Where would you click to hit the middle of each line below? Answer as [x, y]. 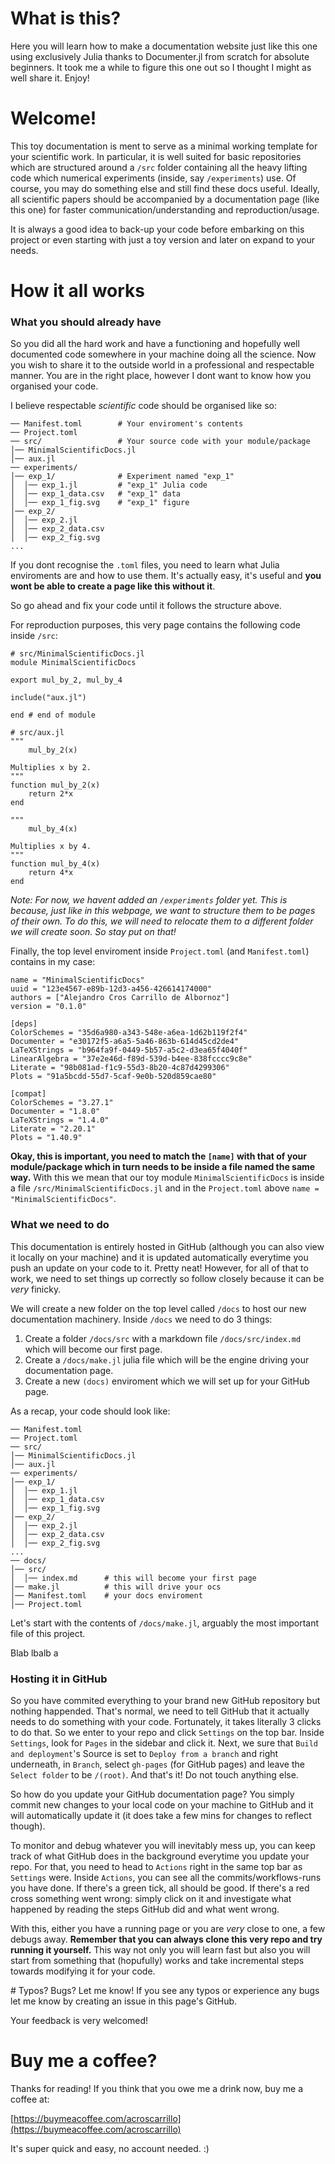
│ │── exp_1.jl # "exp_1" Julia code [109, 485]
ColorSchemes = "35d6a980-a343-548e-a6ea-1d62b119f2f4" [129, 1033]
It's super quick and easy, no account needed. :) [110, 2148]
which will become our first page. [93, 1349]
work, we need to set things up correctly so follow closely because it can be [167, 1278]
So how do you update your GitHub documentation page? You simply [152, 1794]
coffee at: [30, 2099]
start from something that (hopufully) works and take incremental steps [157, 1960]
